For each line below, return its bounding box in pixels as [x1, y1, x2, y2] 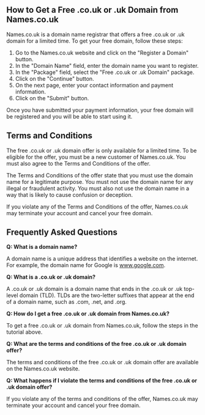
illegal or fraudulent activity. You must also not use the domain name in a [6, 185, 190, 192]
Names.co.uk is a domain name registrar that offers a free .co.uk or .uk [6, 31, 185, 38]
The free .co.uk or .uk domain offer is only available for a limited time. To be [6, 147, 197, 154]
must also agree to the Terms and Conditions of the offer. [6, 160, 151, 167]
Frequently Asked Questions [6, 227, 118, 238]
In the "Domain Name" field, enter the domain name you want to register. [15, 62, 199, 69]
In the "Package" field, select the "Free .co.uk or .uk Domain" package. [15, 68, 195, 76]
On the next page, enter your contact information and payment [15, 81, 174, 89]
